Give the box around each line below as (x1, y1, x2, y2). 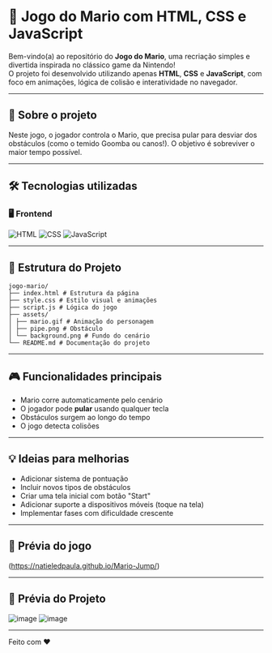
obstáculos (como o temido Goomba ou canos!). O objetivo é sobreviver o (8, 138, 255, 148)
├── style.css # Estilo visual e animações (8, 296, 158, 305)
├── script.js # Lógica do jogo (8, 303, 117, 311)
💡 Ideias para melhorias (8, 452, 130, 466)
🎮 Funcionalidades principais (8, 369, 162, 384)
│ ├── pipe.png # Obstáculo (8, 324, 104, 333)
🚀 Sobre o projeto (8, 109, 97, 122)
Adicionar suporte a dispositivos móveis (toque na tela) (19, 499, 205, 509)
